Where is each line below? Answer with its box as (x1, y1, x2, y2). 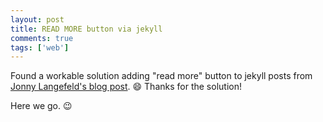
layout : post (10, 14, 65, 25)
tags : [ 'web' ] (10, 42, 70, 53)
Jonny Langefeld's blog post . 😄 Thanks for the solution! (10, 81, 242, 93)
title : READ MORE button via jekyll (10, 24, 163, 34)
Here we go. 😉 (10, 100, 73, 112)
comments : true (10, 33, 74, 43)
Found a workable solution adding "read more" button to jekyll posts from (10, 70, 313, 82)
